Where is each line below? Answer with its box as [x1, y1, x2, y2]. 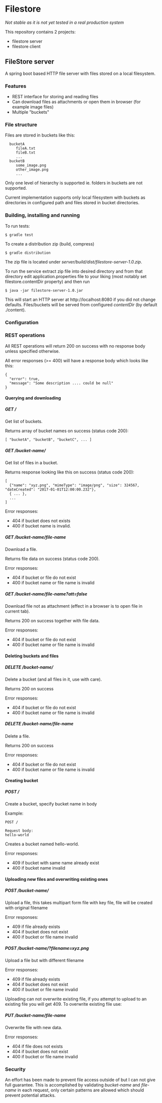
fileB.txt [15, 150, 36, 155]
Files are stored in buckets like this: [5, 132, 75, 138]
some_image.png [15, 163, 47, 168]
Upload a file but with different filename [5, 957, 84, 963]
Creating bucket [5, 778, 39, 784]
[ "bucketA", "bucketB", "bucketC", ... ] [5, 438, 92, 442]
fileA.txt [15, 146, 36, 151]
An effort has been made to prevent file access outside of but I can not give [5, 1077, 156, 1083]
